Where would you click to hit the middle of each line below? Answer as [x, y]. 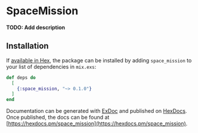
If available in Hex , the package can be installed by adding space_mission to [99, 60]
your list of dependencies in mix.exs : [51, 66]
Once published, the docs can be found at [58, 118]
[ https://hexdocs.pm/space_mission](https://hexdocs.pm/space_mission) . [97, 123]
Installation [27, 46]
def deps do [21, 77]
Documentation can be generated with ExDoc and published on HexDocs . [97, 111]
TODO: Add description [36, 27]
